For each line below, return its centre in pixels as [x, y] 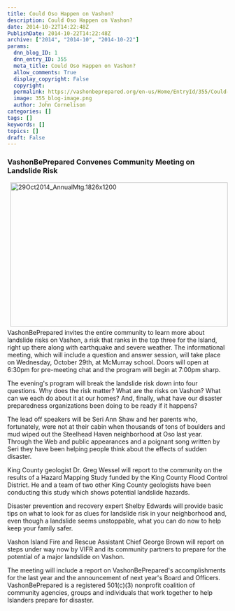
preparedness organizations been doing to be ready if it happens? [102, 405]
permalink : [29, 92]
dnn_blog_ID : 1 [36, 53]
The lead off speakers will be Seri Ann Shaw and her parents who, [102, 419]
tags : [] [20, 118]
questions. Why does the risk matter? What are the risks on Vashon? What [114, 390]
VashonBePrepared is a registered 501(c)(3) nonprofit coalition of [101, 585]
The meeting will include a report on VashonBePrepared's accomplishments [116, 570]
